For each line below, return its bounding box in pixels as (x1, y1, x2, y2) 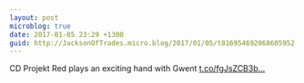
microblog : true (9, 22, 71, 31)
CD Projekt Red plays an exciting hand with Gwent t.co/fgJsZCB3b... (9, 63, 266, 74)
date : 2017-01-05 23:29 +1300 (9, 30, 125, 39)
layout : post (9, 13, 59, 23)
